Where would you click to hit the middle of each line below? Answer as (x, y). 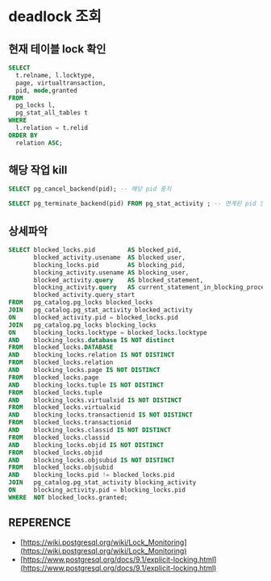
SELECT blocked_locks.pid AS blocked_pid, (95, 250)
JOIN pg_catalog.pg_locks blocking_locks (83, 325)
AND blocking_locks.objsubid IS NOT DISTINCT (92, 460)
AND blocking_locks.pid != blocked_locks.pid (92, 475)
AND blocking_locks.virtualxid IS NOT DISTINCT (95, 400)
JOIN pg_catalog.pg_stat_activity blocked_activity (101, 310)
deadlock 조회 (55, 17)
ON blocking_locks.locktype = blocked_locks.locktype (108, 332)
